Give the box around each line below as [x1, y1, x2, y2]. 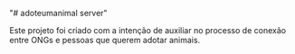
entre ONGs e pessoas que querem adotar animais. [9, 35, 201, 45]
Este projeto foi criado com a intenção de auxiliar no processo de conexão [9, 25, 287, 35]
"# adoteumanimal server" [9, 8, 108, 18]
